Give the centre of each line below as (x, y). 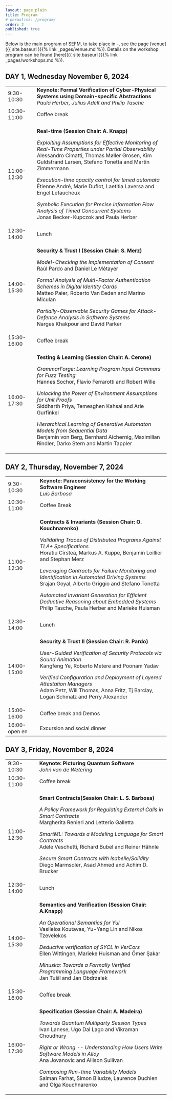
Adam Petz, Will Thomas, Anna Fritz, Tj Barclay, (96, 690)
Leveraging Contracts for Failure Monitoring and (98, 570)
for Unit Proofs (54, 400)
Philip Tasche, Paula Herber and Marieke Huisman (100, 608)
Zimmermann (53, 169)
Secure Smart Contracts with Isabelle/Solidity (94, 858)
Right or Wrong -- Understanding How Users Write (101, 1048)
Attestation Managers (66, 683)
